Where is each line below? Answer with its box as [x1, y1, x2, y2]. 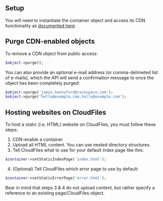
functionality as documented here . [5, 23, 76, 29]
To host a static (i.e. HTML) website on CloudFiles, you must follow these [5, 121, 156, 127]
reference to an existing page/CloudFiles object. [5, 190, 105, 196]
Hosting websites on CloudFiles [5, 108, 106, 117]
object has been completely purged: [5, 80, 80, 86]
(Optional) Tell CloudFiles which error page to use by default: [12, 165, 139, 172]
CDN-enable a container [12, 136, 63, 142]
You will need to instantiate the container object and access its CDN [5, 17, 145, 23]
